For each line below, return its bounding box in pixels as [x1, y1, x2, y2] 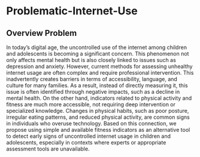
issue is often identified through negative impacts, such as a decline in [6, 88, 180, 95]
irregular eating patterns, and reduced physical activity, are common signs [6, 113, 190, 121]
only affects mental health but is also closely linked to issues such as [6, 57, 177, 63]
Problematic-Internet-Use [6, 4, 138, 18]
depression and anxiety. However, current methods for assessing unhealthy [6, 63, 193, 70]
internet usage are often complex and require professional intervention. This [6, 69, 194, 76]
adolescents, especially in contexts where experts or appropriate [6, 139, 166, 146]
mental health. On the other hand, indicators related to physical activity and [6, 94, 192, 101]
